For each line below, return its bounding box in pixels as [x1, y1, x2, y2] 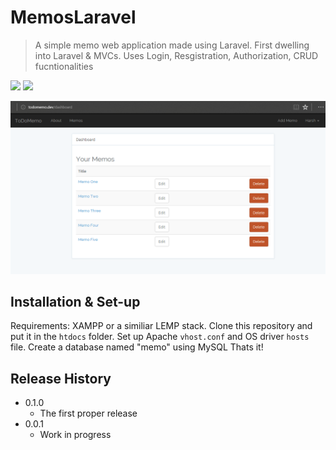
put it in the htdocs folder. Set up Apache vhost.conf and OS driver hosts [10, 331, 310, 343]
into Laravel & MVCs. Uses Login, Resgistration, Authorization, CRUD [34, 49, 319, 61]
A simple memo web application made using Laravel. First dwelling [34, 39, 310, 51]
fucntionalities [34, 60, 94, 72]
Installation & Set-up [10, 293, 141, 310]
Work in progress [39, 429, 112, 441]
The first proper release [39, 407, 138, 420]
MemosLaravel [10, 6, 137, 29]
